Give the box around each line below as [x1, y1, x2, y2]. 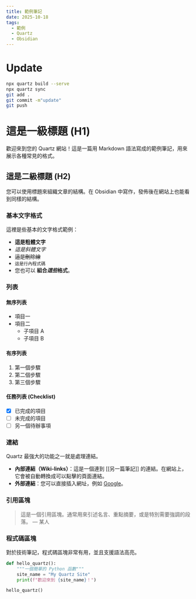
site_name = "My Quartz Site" [16, 571, 91, 577]
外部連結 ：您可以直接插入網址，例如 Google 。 [14, 480, 127, 487]
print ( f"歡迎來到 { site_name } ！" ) [16, 577, 97, 583]
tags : [6, 19, 19, 25]
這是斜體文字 [14, 246, 46, 253]
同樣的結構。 [11, 196, 42, 203]
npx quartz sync [6, 86, 46, 92]
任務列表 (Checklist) [6, 393, 56, 401]
